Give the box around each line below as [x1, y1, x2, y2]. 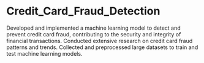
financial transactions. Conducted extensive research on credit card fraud [6, 37, 193, 44]
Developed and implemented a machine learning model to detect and [6, 24, 181, 31]
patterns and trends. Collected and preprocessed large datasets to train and [6, 44, 198, 51]
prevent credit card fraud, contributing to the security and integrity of [6, 30, 181, 38]
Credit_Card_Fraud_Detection [6, 4, 161, 18]
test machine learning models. [6, 50, 83, 57]
